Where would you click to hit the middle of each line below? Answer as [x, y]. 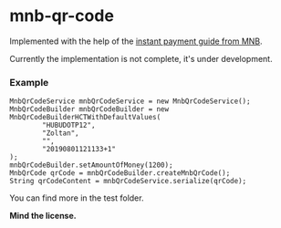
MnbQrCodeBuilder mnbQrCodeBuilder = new [89, 109]
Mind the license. [43, 216]
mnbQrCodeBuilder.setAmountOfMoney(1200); [91, 165]
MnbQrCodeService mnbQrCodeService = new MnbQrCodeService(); [130, 101]
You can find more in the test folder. [77, 198]
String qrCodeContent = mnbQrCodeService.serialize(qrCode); [128, 181]
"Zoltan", [61, 133]
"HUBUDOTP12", [69, 125]
